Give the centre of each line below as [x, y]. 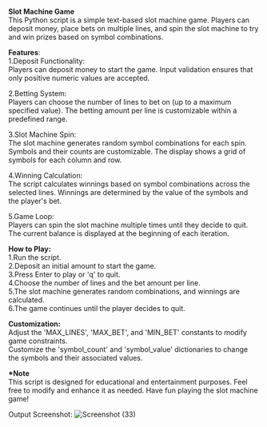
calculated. [27, 300]
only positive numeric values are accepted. [79, 78]
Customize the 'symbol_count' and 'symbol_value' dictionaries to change [128, 349]
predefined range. [38, 119]
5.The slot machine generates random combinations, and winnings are [124, 291]
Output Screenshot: [41, 414]
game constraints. [38, 341]
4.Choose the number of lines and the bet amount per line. [105, 283]
